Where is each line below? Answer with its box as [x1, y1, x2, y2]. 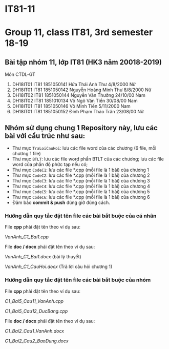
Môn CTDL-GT [5, 71, 35, 77]
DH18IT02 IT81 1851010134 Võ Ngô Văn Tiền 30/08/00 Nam [12, 98, 138, 104]
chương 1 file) [12, 151, 41, 156]
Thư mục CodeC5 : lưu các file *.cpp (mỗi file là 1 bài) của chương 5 [12, 189, 150, 195]
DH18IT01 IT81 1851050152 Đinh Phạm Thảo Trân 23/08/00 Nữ [12, 109, 144, 115]
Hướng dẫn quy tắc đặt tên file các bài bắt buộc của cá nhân [5, 212, 157, 219]
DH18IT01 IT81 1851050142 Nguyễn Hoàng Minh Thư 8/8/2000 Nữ [12, 87, 152, 93]
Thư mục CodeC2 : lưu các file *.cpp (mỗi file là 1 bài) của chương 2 [12, 172, 150, 178]
